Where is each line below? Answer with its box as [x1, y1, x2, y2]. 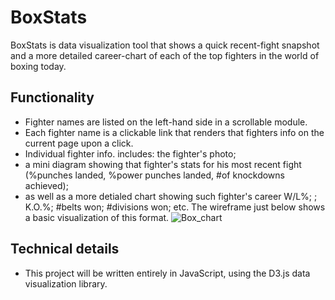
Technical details [10, 241, 120, 258]
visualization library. [24, 277, 108, 290]
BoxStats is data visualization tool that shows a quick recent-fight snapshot [10, 39, 320, 51]
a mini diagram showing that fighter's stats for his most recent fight [24, 158, 302, 170]
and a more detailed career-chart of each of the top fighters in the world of [10, 49, 320, 61]
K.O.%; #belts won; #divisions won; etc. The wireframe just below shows [24, 201, 326, 213]
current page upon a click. [24, 137, 134, 149]
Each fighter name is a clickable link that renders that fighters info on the [24, 126, 325, 138]
